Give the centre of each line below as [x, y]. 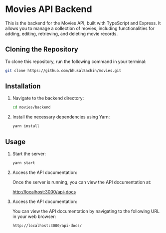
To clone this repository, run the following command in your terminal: [76, 61]
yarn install [26, 126]
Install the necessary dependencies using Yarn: [61, 117]
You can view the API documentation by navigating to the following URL [86, 211]
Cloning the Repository [42, 49]
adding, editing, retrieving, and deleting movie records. [62, 33]
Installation [23, 86]
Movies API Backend [49, 9]
